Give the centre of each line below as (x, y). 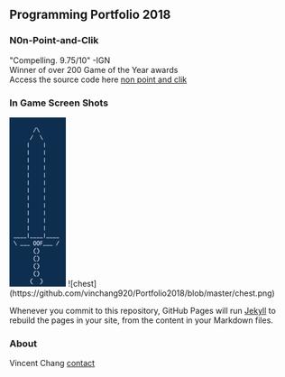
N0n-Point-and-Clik (54, 41)
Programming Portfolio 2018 (90, 15)
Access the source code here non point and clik (98, 79)
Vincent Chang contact (52, 363)
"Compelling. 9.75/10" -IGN (60, 60)
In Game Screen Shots (59, 103)
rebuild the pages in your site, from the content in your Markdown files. (141, 320)
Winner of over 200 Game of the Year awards (94, 69)
